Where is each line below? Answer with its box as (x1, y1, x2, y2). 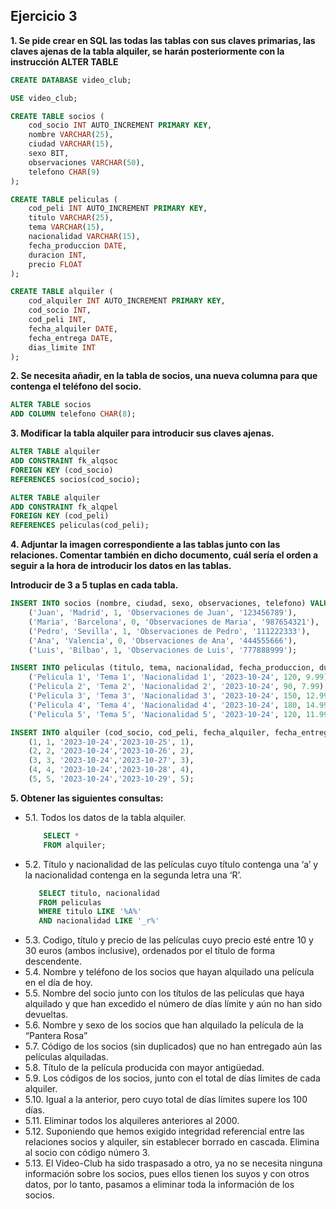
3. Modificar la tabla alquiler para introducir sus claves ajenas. (10, 427, 275, 439)
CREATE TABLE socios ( (10, 111, 105, 121)
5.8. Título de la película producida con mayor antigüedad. (24, 1062, 265, 1074)
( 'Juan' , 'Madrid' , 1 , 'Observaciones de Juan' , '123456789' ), (28, 608, 298, 618)
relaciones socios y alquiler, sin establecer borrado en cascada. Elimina (24, 1136, 320, 1148)
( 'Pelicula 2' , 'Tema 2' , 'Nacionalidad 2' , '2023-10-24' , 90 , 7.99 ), (28, 682, 329, 692)
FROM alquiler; (43, 840, 107, 850)
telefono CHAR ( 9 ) (28, 167, 101, 177)
